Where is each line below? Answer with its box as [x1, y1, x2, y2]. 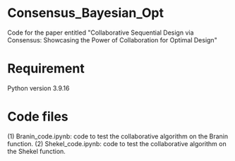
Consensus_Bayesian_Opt [7, 5, 164, 21]
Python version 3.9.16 [7, 83, 70, 93]
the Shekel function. [7, 147, 66, 155]
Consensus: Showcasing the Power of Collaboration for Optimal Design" [7, 35, 217, 44]
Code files [7, 109, 68, 125]
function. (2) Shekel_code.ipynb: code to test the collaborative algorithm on [7, 139, 227, 148]
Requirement [7, 61, 85, 77]
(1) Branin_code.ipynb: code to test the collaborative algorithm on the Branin [7, 132, 228, 141]
